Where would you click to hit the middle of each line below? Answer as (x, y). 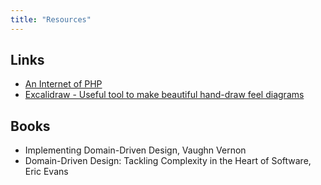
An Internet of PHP (63, 84)
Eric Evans (46, 172)
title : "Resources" (51, 19)
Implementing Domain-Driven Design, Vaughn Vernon (135, 150)
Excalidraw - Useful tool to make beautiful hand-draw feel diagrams (164, 95)
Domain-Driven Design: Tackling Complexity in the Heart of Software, (168, 161)
